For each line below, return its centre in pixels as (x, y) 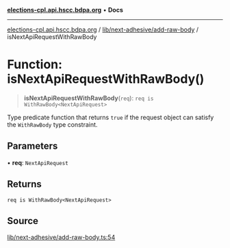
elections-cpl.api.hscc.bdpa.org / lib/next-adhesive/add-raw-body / (103, 29)
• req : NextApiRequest (38, 162)
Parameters (33, 146)
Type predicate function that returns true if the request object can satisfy (111, 117)
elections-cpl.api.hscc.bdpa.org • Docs (65, 10)
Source (23, 221)
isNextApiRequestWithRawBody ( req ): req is (89, 98)
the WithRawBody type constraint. (52, 124)
